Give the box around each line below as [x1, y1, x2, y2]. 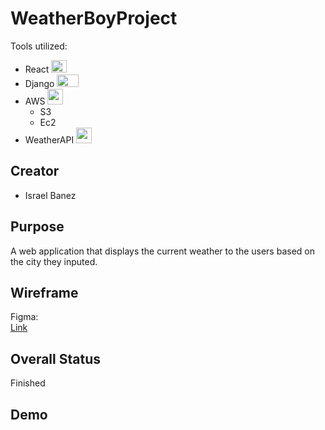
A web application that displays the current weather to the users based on [10, 245, 315, 257]
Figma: [10, 311, 39, 323]
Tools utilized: [10, 40, 68, 52]
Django [24, 77, 55, 89]
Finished [10, 377, 46, 389]
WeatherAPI [24, 133, 75, 146]
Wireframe [10, 284, 79, 301]
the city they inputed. [10, 255, 98, 267]
